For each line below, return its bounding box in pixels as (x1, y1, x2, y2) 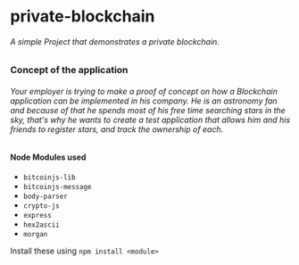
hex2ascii (22, 220, 61, 229)
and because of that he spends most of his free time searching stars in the (10, 104, 287, 115)
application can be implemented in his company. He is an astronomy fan (10, 95, 278, 106)
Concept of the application (10, 64, 129, 77)
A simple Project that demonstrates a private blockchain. (10, 36, 220, 46)
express (22, 211, 52, 220)
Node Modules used (10, 152, 87, 162)
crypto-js (22, 202, 61, 211)
